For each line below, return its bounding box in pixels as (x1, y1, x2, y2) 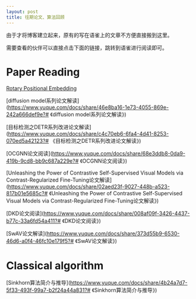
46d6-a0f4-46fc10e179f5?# (6, 238, 74, 245)
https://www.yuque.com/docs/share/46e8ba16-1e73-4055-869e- (8, 104, 169, 111)
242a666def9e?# (6, 111, 49, 118)
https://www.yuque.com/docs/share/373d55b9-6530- (46, 230, 180, 237)
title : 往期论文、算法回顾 (6, 14, 65, 20)
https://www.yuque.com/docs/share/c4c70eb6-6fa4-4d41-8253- (8, 130, 169, 138)
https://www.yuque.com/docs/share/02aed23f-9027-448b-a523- (8, 183, 170, 191)
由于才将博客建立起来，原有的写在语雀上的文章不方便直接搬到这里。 (6, 31, 173, 39)
